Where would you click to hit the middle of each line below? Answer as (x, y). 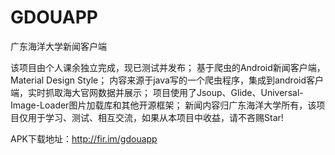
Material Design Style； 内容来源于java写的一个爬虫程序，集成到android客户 (167, 80)
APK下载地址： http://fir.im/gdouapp (84, 138)
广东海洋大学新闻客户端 (58, 46)
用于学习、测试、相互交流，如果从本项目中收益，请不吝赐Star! (155, 117)
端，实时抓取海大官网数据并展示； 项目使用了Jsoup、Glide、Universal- (157, 92)
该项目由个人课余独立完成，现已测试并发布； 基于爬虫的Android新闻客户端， (168, 67)
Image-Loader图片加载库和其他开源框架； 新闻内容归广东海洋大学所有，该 (163, 105)
